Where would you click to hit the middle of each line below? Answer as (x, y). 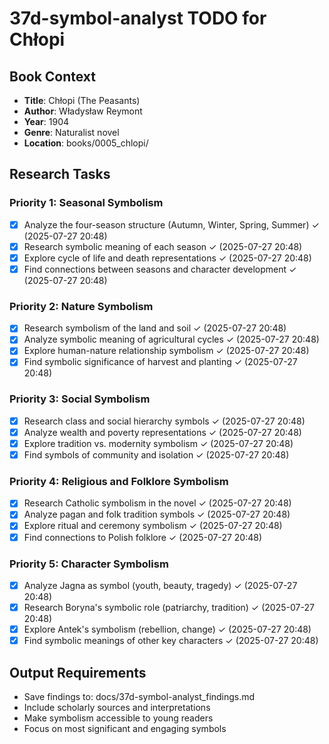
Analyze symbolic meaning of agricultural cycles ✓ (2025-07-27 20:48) (171, 339)
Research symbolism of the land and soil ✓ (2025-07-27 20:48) (155, 328)
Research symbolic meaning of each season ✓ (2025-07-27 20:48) (163, 246)
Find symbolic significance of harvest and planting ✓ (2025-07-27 (160, 362)
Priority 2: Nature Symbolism (81, 306)
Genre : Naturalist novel (71, 132)
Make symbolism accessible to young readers (118, 718)
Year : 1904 (46, 121)
